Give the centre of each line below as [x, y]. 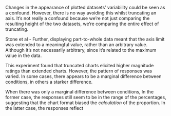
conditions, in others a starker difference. [49, 82]
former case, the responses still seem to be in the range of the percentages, [86, 97]
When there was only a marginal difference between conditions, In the [80, 92]
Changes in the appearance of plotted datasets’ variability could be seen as [85, 7]
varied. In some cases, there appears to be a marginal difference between [83, 76]
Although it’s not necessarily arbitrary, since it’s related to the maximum [81, 50]
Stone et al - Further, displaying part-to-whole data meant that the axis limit [85, 39]
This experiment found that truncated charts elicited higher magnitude [80, 65]
